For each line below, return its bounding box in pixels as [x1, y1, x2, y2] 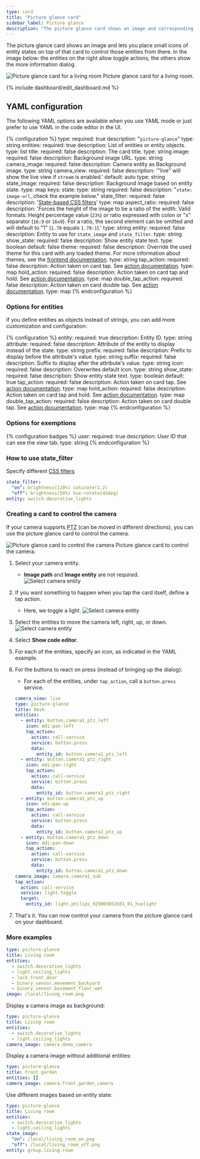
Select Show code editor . [14, 636, 79, 643]
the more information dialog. [6, 61, 76, 68]
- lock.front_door [11, 974, 58, 981]
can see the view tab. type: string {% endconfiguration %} [6, 439, 150, 446]
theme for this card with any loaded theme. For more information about [6, 249, 181, 257]
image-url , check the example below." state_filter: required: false [6, 193, 165, 200]
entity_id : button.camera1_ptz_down [36, 868, 128, 874]
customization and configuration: [6, 322, 88, 330]
